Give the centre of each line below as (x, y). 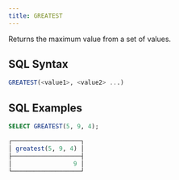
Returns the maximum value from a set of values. (90, 39)
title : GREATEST (35, 16)
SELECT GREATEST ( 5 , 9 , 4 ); (54, 127)
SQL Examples (46, 108)
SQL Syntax (38, 64)
